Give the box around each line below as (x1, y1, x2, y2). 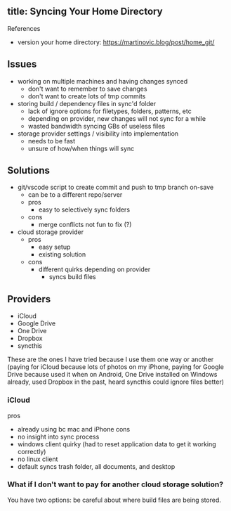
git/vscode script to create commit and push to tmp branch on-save (17, 183, 214, 192)
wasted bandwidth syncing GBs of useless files (27, 122, 166, 130)
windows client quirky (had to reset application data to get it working (17, 439, 216, 448)
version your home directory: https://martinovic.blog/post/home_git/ (17, 38, 215, 46)
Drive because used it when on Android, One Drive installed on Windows (7, 370, 218, 379)
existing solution (38, 250, 86, 259)
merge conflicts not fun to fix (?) (38, 221, 132, 229)
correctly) (17, 447, 46, 455)
